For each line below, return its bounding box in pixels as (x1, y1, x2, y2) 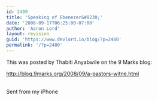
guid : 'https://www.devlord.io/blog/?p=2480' (6, 36, 121, 42)
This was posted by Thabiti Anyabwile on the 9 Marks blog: (6, 58, 153, 66)
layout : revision (6, 31, 50, 37)
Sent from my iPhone (6, 88, 59, 95)
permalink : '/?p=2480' (6, 42, 63, 48)
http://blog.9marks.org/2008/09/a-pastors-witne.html (6, 70, 139, 77)
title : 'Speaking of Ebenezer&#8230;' (6, 14, 103, 20)
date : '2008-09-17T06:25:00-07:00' (6, 20, 95, 26)
